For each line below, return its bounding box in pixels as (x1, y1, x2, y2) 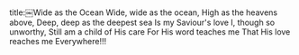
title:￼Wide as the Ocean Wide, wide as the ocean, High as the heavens (9, 7, 277, 18)
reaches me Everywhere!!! (9, 36, 107, 46)
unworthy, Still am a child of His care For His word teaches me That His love (9, 27, 291, 37)
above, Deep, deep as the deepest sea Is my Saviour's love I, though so (9, 17, 276, 27)
